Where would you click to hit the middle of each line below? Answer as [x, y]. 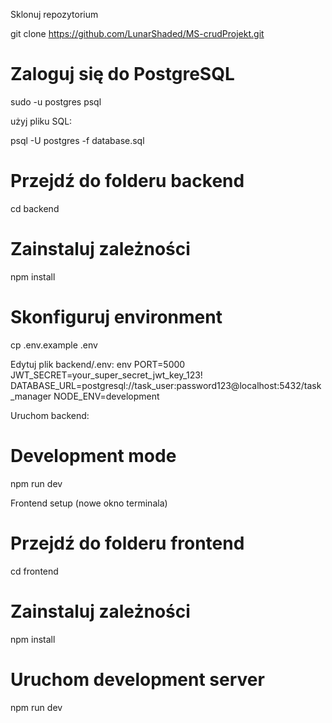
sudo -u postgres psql [56, 101]
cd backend [35, 208]
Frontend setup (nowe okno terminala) [89, 503]
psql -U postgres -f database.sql [77, 140]
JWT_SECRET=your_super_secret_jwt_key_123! [106, 375]
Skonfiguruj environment [116, 317]
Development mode [93, 455]
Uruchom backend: [50, 415]
